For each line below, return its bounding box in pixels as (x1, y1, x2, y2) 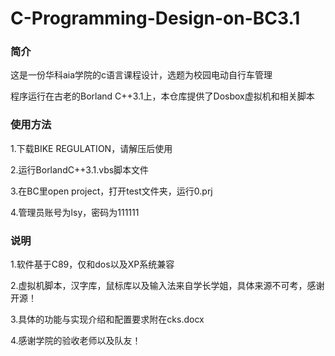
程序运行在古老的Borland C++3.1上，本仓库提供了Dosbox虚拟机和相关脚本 (10, 90, 315, 102)
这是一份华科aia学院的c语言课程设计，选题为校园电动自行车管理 (10, 69, 273, 81)
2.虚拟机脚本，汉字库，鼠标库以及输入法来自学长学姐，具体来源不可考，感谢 (10, 280, 325, 292)
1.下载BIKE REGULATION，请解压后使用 (10, 142, 173, 154)
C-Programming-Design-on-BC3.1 (10, 7, 301, 30)
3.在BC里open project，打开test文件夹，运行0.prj (10, 185, 213, 197)
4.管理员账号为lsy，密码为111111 (10, 206, 140, 218)
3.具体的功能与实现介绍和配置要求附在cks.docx (10, 313, 205, 326)
